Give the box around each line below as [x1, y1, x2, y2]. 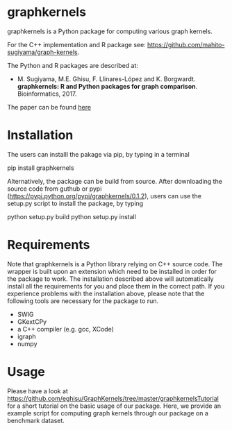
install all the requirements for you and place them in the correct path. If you [7, 282, 224, 290]
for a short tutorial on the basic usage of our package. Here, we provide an [7, 402, 222, 410]
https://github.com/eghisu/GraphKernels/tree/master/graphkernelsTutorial [7, 394, 219, 402]
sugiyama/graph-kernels [7, 48, 78, 56]
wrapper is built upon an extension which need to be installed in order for [7, 267, 217, 275]
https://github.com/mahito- [147, 40, 225, 49]
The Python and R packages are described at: [7, 61, 139, 69]
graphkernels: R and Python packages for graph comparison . [17, 82, 198, 90]
